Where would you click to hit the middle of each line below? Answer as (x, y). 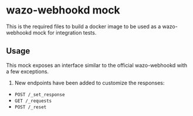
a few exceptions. (27, 71)
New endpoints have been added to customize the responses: (89, 83)
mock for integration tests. (65, 32)
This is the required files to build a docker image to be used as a (84, 26)
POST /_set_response (40, 94)
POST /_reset (31, 107)
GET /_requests (33, 101)
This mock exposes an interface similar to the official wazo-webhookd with (97, 65)
